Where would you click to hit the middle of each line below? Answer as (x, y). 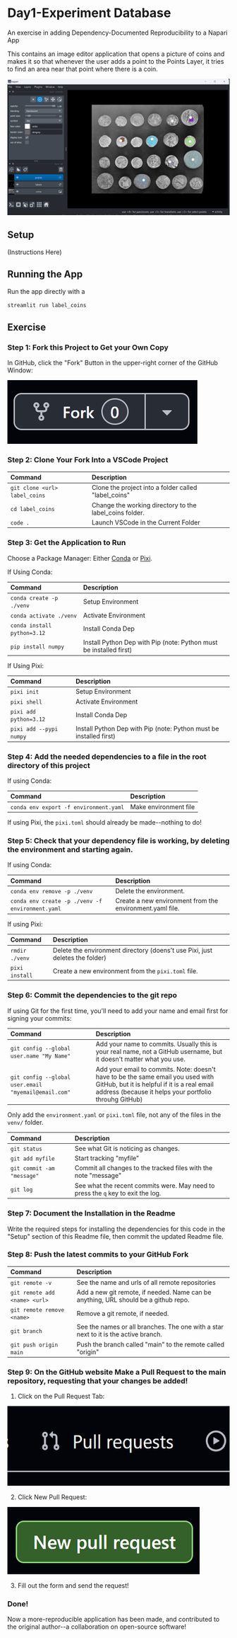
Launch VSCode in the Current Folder (146, 522)
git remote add (32, 1293)
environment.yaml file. (147, 908)
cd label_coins (32, 510)
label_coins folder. (118, 512)
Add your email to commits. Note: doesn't (156, 1069)
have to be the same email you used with (154, 1077)
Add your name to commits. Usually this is (156, 1044)
